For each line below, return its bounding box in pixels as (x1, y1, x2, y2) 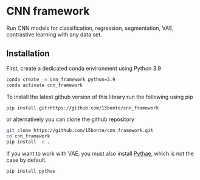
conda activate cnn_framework (6, 82, 83, 88)
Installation (6, 49, 50, 59)
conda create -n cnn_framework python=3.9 (6, 76, 116, 83)
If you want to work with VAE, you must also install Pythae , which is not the (6, 150, 195, 157)
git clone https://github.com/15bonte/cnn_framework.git (6, 128, 154, 134)
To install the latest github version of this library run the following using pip (6, 93, 193, 100)
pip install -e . (6, 139, 50, 145)
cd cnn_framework (6, 133, 50, 139)
